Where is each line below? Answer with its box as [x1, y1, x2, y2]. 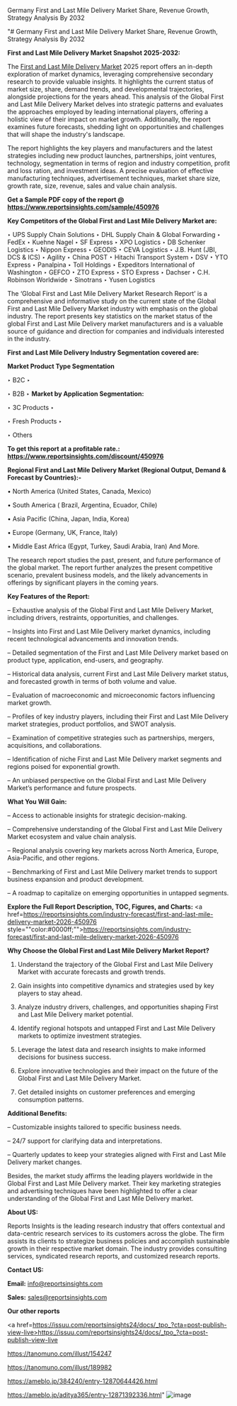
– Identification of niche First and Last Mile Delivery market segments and [7, 755, 222, 763]
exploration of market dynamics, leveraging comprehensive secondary [7, 70, 214, 78]
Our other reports [7, 1307, 60, 1315]
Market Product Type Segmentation [7, 362, 115, 370]
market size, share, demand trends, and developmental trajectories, [7, 85, 204, 93]
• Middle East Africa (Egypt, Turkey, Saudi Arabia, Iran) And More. [7, 542, 200, 550]
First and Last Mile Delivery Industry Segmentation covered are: [7, 348, 200, 357]
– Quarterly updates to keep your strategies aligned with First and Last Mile [7, 1151, 226, 1158]
